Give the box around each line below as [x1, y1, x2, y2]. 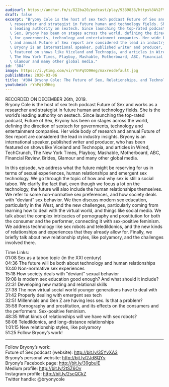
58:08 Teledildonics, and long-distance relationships [5, 319, 114, 325]
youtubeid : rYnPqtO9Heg [5, 82, 55, 87]
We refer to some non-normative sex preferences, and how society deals [5, 191, 157, 197]
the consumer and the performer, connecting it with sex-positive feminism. [5, 218, 160, 224]
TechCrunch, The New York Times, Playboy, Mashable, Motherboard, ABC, [5, 149, 161, 156]
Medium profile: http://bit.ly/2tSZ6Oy [5, 365, 81, 371]
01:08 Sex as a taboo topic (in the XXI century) [5, 255, 102, 261]
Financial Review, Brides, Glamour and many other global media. [5, 154, 138, 161]
